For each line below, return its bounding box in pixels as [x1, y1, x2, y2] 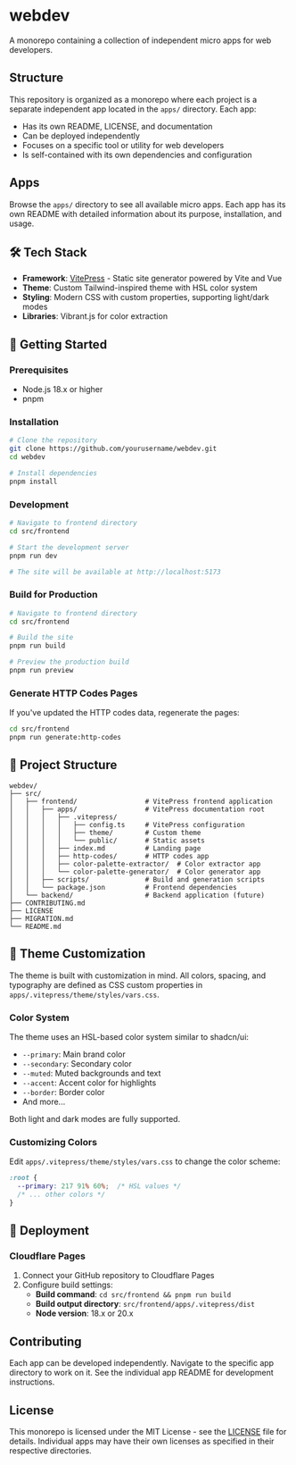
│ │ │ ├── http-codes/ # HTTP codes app [9, 851, 210, 860]
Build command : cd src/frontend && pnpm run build [35, 1289, 232, 1300]
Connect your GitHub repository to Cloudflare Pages [21, 1270, 215, 1281]
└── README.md [9, 922, 62, 931]
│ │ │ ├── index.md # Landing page [9, 843, 201, 853]
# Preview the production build [9, 657, 129, 666]
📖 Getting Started [9, 337, 108, 352]
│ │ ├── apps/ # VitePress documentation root [9, 805, 266, 814]
